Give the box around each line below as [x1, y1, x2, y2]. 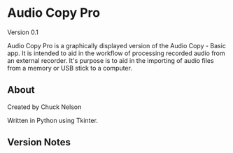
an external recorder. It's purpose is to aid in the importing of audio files [7, 56, 215, 64]
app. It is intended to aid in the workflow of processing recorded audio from [7, 49, 225, 57]
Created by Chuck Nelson [7, 103, 82, 111]
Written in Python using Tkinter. [7, 116, 98, 124]
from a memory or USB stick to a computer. [7, 64, 133, 72]
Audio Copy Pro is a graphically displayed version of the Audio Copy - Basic [7, 41, 226, 50]
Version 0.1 [7, 28, 38, 36]
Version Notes [7, 136, 71, 148]
